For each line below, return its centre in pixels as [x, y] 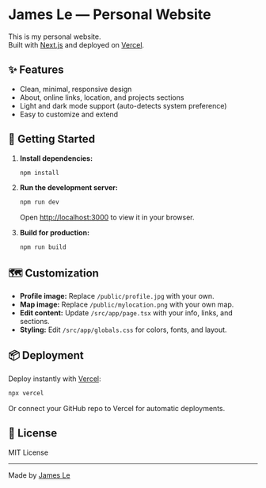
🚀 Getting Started [52, 139]
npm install [39, 173]
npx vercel [26, 393]
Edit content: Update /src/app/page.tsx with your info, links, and [126, 313]
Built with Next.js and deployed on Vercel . [76, 44]
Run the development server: [69, 188]
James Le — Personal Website [110, 15]
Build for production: [54, 233]
